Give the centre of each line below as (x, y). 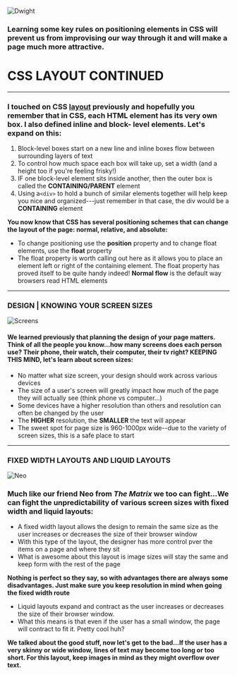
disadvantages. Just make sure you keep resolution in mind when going (115, 585)
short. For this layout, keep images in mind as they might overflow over (114, 658)
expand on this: (35, 133)
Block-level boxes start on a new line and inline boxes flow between (116, 149)
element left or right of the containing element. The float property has (119, 266)
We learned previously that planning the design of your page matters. (111, 337)
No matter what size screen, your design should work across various (117, 375)
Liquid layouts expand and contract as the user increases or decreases (121, 607)
